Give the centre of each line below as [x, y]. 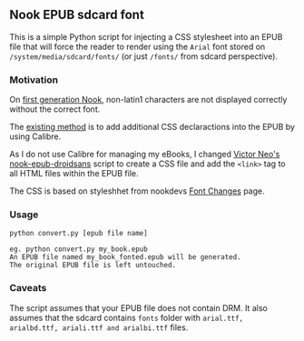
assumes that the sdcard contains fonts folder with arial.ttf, [127, 317]
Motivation [34, 79]
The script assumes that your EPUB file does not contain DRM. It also [138, 307]
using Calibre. [35, 136]
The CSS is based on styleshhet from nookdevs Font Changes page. [137, 191]
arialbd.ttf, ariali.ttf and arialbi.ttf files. [99, 327]
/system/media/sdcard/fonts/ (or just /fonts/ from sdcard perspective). [144, 56]
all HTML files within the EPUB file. [74, 174]
